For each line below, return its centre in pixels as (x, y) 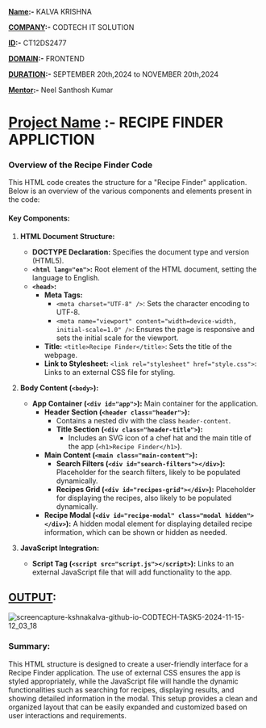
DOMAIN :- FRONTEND (46, 59)
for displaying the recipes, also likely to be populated (144, 498)
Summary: (29, 646)
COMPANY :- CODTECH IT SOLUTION (71, 27)
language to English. (66, 277)
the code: (24, 200)
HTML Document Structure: (67, 236)
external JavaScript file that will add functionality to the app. (132, 572)
